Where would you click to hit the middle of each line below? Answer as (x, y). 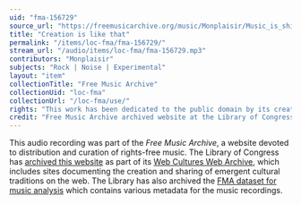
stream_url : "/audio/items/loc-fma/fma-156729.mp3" (107, 51)
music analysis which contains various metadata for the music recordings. (146, 191)
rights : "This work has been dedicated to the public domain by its (140, 109)
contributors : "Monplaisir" (62, 59)
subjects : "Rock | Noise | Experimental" (88, 68)
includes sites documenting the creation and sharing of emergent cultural (145, 172)
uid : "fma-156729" (43, 17)
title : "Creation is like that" (69, 34)
